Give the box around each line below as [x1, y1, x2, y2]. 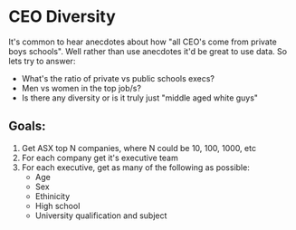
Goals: [8, 119, 46, 134]
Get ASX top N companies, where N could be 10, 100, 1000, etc [21, 142, 257, 153]
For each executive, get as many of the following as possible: [21, 161, 250, 173]
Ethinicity [34, 190, 71, 201]
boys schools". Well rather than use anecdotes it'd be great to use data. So [8, 45, 287, 56]
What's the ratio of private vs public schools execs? [21, 72, 215, 83]
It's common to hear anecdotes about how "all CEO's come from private [8, 36, 277, 47]
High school [34, 200, 81, 211]
